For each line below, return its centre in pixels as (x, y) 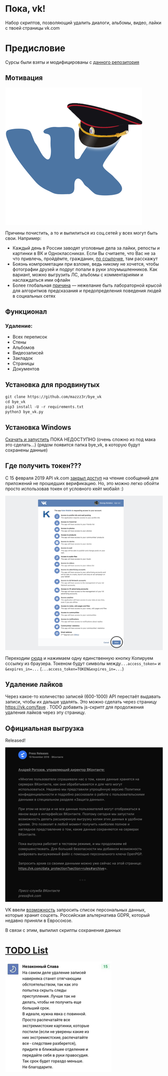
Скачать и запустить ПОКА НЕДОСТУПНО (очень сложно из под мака (80, 439)
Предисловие (35, 48)
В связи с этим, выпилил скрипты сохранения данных (63, 930)
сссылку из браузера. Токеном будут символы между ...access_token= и (83, 663)
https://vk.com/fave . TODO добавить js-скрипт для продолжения (74, 707)
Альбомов (23, 347)
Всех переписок (30, 337)
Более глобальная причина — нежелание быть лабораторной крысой (87, 285)
